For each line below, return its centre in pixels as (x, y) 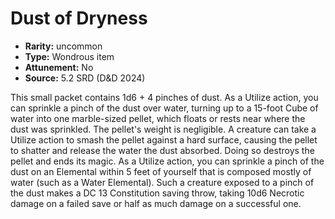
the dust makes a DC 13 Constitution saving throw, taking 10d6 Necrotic (157, 193)
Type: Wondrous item (69, 56)
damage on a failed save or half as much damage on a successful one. (156, 203)
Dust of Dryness (79, 18)
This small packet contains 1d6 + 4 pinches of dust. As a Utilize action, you (164, 97)
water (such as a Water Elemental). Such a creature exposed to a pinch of (162, 182)
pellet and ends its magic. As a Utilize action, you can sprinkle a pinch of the (167, 161)
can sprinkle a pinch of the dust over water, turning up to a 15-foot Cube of (164, 108)
